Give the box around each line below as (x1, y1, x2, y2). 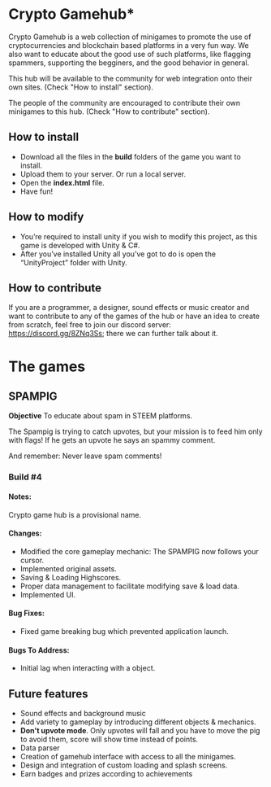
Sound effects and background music (19, 708, 146, 718)
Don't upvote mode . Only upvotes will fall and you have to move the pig (19, 725, 260, 735)
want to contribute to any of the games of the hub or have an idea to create (8, 311, 260, 321)
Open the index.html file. (19, 177, 105, 187)
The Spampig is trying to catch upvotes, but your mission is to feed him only (8, 426, 263, 436)
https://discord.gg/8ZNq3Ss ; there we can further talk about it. (8, 329, 218, 339)
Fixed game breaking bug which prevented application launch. (19, 626, 229, 636)
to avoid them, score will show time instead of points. (19, 734, 199, 744)
